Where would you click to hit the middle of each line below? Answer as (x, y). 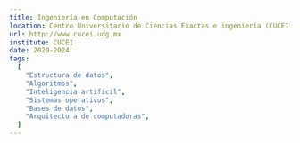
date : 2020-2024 (39, 51)
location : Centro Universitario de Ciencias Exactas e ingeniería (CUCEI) (151, 26)
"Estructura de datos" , (70, 75)
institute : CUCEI (42, 42)
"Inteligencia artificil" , (75, 91)
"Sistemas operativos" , (70, 100)
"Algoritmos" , (51, 83)
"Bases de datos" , (59, 108)
